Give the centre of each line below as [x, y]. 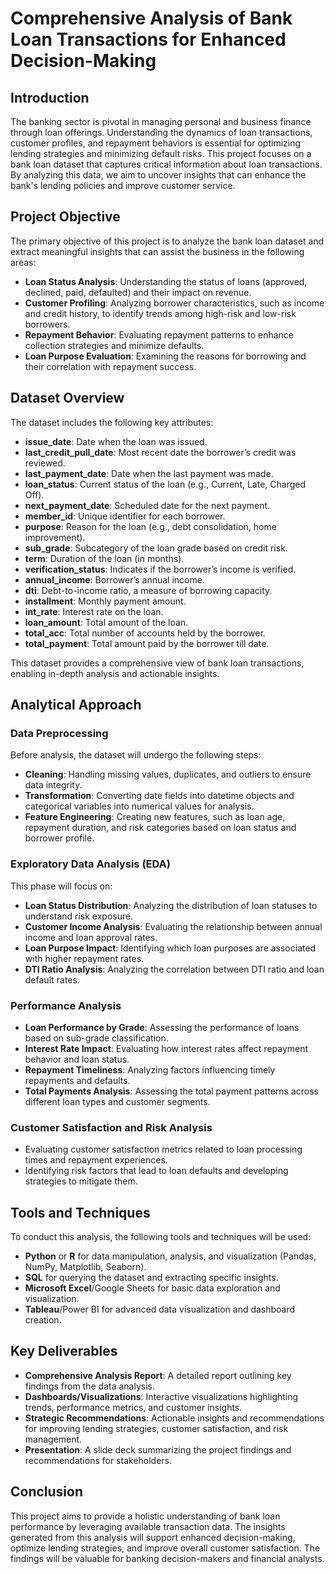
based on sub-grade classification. [96, 1038]
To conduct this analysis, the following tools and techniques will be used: [161, 1237]
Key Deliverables [64, 1351]
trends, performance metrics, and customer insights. [133, 1407]
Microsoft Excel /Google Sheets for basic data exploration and [152, 1288]
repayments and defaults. [77, 1080]
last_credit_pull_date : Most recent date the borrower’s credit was [160, 452]
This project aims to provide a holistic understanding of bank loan [145, 1516]
